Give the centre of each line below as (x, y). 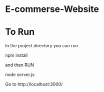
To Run (20, 32)
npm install (16, 55)
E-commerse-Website (52, 9)
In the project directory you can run (42, 46)
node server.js (20, 75)
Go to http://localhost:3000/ (34, 84)
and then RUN (19, 65)
